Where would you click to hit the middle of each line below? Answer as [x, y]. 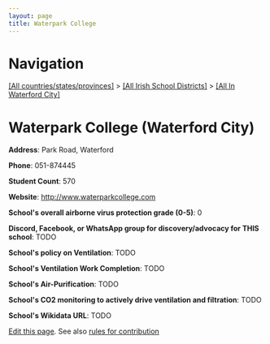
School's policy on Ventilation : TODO [72, 253]
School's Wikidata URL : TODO [60, 316]
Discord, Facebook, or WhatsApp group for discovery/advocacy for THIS [134, 229]
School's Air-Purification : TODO [64, 284]
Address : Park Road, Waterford [61, 150]
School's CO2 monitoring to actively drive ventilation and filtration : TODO [135, 300]
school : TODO [33, 237]
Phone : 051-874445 [42, 166]
